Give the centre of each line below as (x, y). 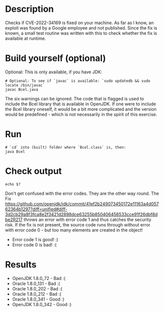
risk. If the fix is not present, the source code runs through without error (78, 224)
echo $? (13, 184)
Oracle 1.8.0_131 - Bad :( (36, 283)
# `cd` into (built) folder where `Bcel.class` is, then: (66, 147)
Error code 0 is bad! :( (34, 245)
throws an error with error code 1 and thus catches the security (87, 219)
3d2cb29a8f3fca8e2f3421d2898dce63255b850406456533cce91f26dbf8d (82, 214)
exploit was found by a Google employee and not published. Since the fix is (81, 28)
